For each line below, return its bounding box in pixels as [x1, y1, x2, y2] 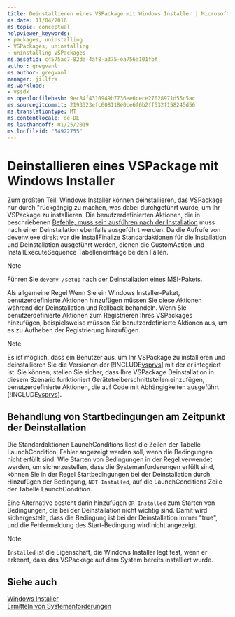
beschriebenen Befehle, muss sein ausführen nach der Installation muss [7, 218, 215, 226]
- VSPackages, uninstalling [7, 43, 90, 50]
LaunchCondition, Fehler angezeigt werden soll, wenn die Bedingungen [7, 448, 213, 456]
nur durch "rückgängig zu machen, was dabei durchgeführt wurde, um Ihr [7, 203, 220, 212]
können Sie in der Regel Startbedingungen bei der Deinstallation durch [7, 470, 211, 479]
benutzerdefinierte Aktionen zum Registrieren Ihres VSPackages [7, 311, 193, 320]
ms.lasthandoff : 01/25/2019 [7, 121, 90, 128]
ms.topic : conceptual [7, 23, 71, 30]
